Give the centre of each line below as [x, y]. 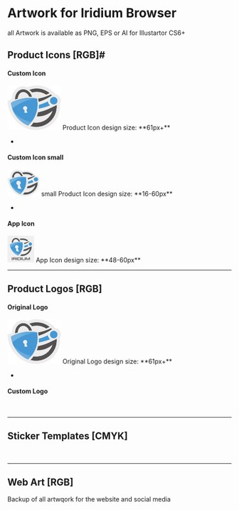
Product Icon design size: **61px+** [116, 127]
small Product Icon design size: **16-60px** [107, 193]
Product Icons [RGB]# [56, 55]
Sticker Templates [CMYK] [68, 436]
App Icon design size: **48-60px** [88, 260]
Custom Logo [28, 391]
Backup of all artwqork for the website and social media [89, 499]
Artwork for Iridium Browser [92, 13]
